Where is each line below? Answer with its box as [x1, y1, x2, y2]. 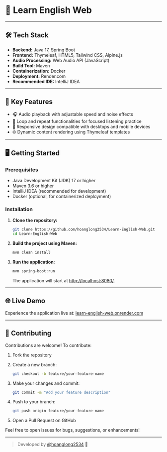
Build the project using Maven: [12, 240, 77, 246]
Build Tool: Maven [12, 62, 50, 69]
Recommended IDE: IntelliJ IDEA [12, 78, 80, 84]
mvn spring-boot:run [12, 269, 55, 274]
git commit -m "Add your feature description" [12, 390, 111, 395]
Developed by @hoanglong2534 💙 [17, 442, 88, 448]
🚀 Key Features [5, 98, 53, 106]
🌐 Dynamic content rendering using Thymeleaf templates [12, 129, 130, 135]
